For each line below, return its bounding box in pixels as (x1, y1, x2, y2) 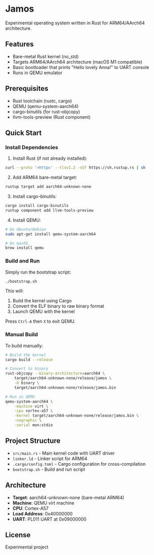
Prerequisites (5, 84, 48, 93)
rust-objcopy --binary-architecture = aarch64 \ (5, 371, 105, 376)
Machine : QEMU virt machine (12, 500, 75, 506)
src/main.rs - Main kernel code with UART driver (12, 450, 115, 456)
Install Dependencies (5, 144, 59, 151)
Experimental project (5, 544, 49, 550)
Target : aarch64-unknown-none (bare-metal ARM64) (12, 494, 125, 500)
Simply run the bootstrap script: (5, 269, 71, 275)
